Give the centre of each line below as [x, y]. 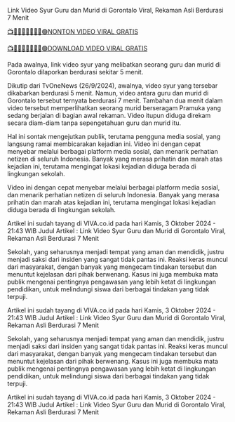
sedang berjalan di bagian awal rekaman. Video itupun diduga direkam [109, 116]
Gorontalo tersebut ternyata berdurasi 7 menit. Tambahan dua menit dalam [115, 100]
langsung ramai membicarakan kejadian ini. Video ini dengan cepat [104, 144]
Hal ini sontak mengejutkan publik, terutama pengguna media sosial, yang [114, 137]
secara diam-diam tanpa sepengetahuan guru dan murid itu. [94, 123]
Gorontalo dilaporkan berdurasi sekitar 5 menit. [75, 72]
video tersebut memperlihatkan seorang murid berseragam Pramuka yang [114, 108]
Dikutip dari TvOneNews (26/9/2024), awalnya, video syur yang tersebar [113, 86]
